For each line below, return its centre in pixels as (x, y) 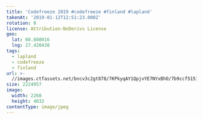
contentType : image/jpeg (37, 107)
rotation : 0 (21, 23)
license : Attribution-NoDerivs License (56, 29)
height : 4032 (28, 101)
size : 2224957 (24, 85)
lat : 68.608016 (31, 40)
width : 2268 (27, 96)
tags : (13, 51)
